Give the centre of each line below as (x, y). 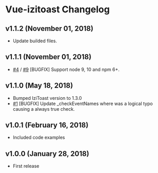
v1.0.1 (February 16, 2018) (47, 125)
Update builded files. (35, 41)
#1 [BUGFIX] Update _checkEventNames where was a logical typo (83, 103)
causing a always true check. (44, 109)
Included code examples (39, 137)
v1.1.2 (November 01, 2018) (49, 29)
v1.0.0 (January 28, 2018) (47, 154)
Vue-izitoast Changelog (58, 10)
